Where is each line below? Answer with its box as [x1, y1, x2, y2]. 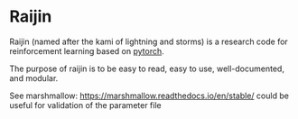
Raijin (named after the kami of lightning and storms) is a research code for [9, 36, 289, 47]
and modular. [9, 72, 59, 83]
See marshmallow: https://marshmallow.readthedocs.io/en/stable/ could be [9, 90, 289, 101]
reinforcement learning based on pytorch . [9, 45, 164, 56]
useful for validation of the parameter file [9, 99, 162, 110]
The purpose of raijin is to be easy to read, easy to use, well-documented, [9, 63, 284, 74]
